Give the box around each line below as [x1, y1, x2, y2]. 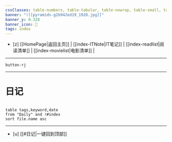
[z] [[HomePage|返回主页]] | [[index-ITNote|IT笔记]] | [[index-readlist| [12, 41, 160, 48]
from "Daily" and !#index [5, 112, 60, 117]
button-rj [5, 62, 27, 68]
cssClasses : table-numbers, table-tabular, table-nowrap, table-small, [5, 7, 161, 13]
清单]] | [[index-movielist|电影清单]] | [17, 48, 95, 54]
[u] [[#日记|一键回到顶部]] [12, 131, 68, 137]
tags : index [5, 27, 31, 32]
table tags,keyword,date [5, 108, 58, 113]
